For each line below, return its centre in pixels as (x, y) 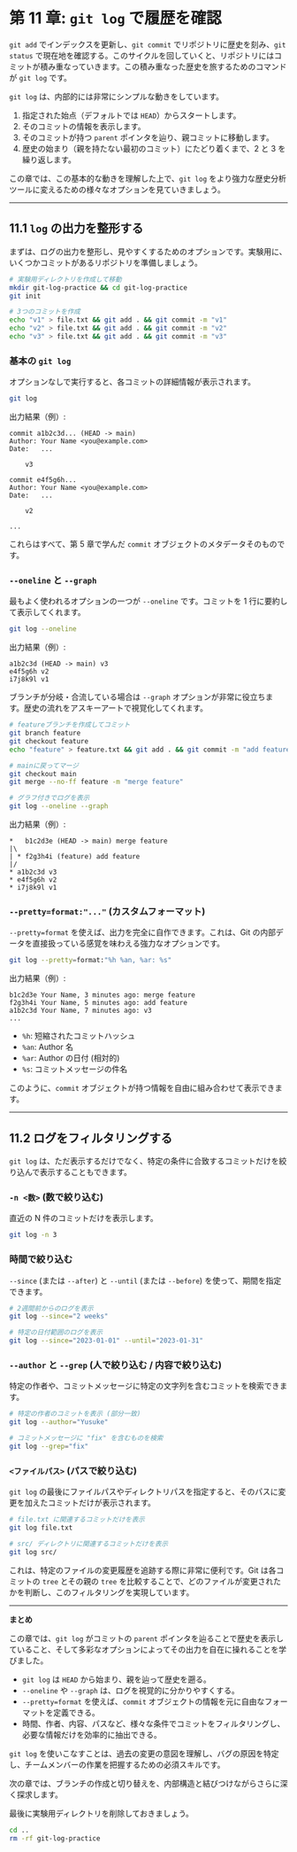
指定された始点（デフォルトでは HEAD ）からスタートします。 (131, 115)
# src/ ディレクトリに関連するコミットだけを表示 (89, 1544)
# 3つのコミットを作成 (45, 312)
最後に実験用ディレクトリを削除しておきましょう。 (102, 1813)
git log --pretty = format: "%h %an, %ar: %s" (91, 961)
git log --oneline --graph (59, 806)
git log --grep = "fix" (49, 1446)
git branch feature (45, 733)
